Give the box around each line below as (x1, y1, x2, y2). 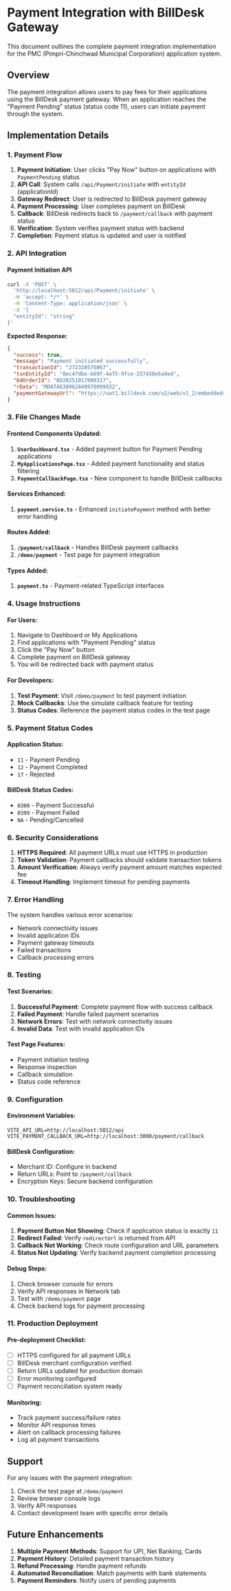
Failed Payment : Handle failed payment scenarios (16, 1009, 159, 1018)
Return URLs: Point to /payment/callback (16, 1170, 132, 1178)
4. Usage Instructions (7, 599, 81, 608)
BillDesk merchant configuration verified (16, 1359, 132, 1367)
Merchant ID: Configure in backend (16, 1163, 117, 1171)
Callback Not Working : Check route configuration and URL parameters (16, 1241, 219, 1249)
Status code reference (16, 1077, 81, 1086)
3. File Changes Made (7, 413, 81, 422)
